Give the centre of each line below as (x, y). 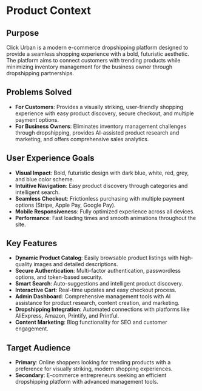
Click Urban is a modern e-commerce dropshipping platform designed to (97, 47)
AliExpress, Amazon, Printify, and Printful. (67, 316)
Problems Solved (39, 92)
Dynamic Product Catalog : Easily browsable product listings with (97, 258)
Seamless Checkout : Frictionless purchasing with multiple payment (100, 198)
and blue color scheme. (45, 179)
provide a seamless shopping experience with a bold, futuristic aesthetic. (98, 54)
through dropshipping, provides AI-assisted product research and (97, 132)
